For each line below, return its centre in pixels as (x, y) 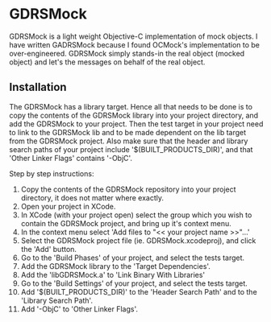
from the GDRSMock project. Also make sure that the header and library (129, 141)
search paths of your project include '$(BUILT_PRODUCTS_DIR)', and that (131, 149)
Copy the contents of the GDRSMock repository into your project (128, 189)
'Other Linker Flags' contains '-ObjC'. (71, 158)
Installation (38, 87)
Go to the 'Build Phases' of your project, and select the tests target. (133, 258)
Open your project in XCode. (68, 206)
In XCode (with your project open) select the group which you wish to (136, 215)
